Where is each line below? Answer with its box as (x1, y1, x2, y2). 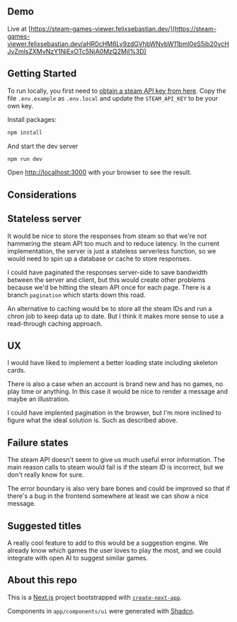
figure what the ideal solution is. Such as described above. (7, 416, 178, 424)
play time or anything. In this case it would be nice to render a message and (7, 388, 229, 396)
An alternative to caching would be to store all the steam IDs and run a (7, 304, 212, 312)
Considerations (7, 188, 77, 200)
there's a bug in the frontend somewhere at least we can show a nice (7, 492, 209, 500)
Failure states (7, 436, 69, 448)
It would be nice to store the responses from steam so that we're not (7, 232, 207, 240)
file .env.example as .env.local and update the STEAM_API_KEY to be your (7, 94, 219, 102)
